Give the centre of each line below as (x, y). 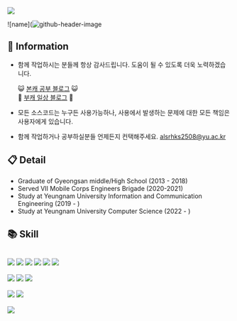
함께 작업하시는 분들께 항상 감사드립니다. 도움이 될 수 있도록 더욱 (106, 65)
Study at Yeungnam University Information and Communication (110, 196)
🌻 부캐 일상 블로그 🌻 (45, 97)
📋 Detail (27, 160)
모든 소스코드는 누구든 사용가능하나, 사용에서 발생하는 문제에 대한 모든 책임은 (124, 112)
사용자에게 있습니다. (45, 121)
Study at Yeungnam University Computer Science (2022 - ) (104, 211)
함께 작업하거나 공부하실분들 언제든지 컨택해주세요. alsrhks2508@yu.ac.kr (122, 136)
